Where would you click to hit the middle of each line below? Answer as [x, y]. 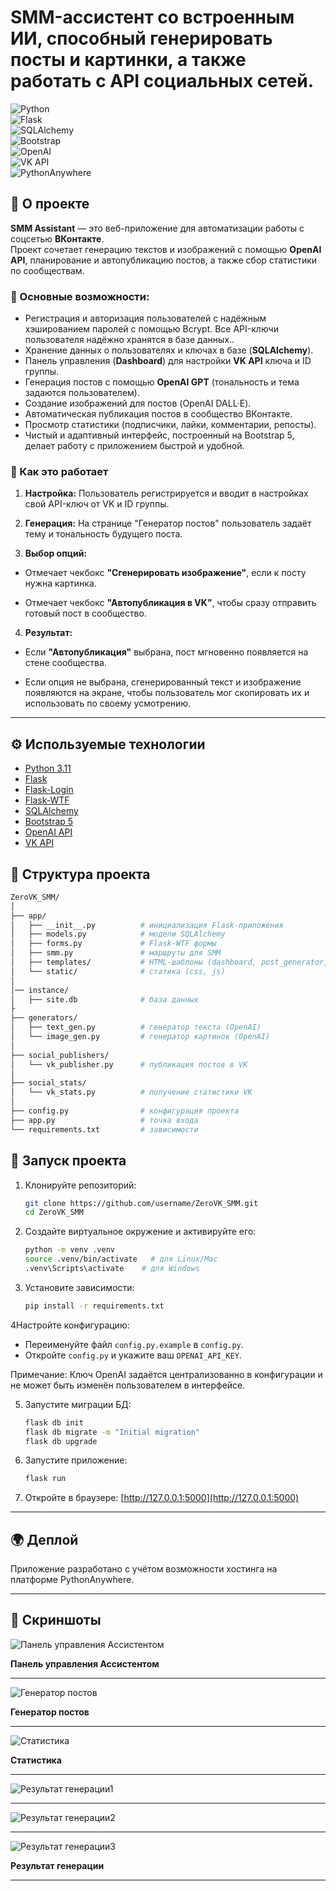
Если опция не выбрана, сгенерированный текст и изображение [163, 682]
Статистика [36, 1760]
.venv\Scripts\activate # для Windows [112, 1269]
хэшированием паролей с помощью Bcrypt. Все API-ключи [151, 329]
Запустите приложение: [76, 1460]
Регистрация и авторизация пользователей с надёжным [145, 318]
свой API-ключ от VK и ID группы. [97, 504]
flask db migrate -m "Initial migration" [112, 1432]
